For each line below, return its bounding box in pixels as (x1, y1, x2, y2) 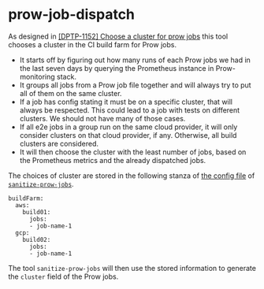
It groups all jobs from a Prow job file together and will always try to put (19, 80, 251, 90)
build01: (22, 208, 51, 216)
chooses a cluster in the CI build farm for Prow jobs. (8, 39, 177, 49)
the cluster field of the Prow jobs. (8, 272, 119, 281)
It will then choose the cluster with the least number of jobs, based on (19, 147, 247, 157)
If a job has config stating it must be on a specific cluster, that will (19, 97, 233, 106)
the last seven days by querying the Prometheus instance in (19, 63, 214, 72)
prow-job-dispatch (8, 6, 136, 24)
